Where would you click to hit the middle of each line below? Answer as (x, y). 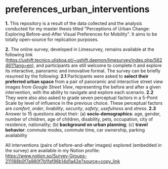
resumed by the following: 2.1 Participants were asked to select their (77, 76)
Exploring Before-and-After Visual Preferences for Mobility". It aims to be (81, 34)
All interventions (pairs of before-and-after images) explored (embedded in (83, 145)
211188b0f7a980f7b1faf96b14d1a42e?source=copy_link (63, 161)
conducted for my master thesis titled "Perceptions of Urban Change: (78, 28)
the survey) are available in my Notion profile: (53, 150)
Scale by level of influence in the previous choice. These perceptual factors (84, 103)
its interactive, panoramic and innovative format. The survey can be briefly (83, 71)
